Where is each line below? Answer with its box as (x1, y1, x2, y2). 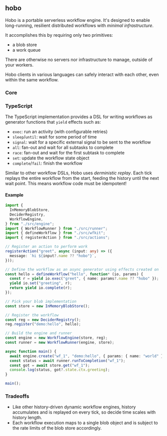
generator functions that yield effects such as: (5, 119, 101, 125)
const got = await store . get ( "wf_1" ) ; (9, 363, 90, 368)
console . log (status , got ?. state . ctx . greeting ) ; (9, 367, 110, 372)
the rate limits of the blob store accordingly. (12, 425, 102, 431)
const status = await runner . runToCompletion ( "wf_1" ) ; (9, 358, 126, 363)
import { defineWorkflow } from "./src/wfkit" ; (5, 230, 106, 235)
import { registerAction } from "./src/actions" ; (5, 235, 110, 240)
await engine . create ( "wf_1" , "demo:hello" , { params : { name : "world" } (9, 354, 164, 359)
